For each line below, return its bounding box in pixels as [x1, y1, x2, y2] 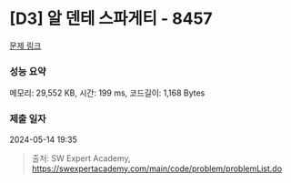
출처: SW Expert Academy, [31, 152, 131, 164]
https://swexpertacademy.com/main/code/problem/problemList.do [31, 163, 283, 174]
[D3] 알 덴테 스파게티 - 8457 [9, 8, 213, 29]
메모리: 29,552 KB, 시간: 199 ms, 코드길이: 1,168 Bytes [9, 87, 206, 98]
